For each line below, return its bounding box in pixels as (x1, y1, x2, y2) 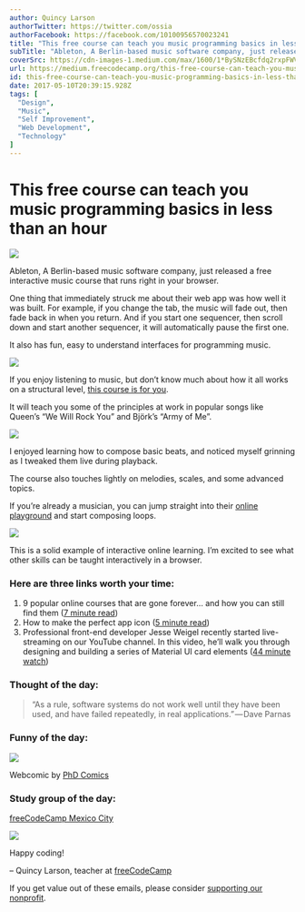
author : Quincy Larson (9, 13, 95, 23)
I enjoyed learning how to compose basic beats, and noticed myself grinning (9, 445, 296, 456)
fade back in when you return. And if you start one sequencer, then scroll (9, 311, 283, 323)
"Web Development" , (17, 124, 92, 133)
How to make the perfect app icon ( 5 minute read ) (22, 616, 211, 628)
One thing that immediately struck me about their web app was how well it (9, 292, 287, 303)
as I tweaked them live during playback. (9, 455, 159, 466)
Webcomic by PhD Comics (9, 769, 109, 780)
